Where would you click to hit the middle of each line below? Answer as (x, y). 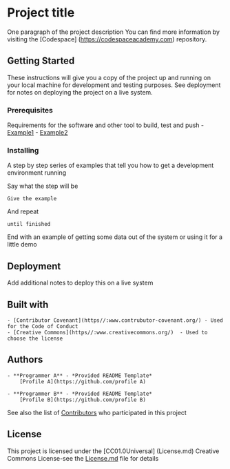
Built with (28, 304)
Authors (25, 360)
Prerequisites (30, 110)
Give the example (32, 199)
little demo (22, 245)
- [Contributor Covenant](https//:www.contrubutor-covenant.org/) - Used (115, 320)
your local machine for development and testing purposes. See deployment (114, 85)
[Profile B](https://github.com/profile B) (83, 400)
